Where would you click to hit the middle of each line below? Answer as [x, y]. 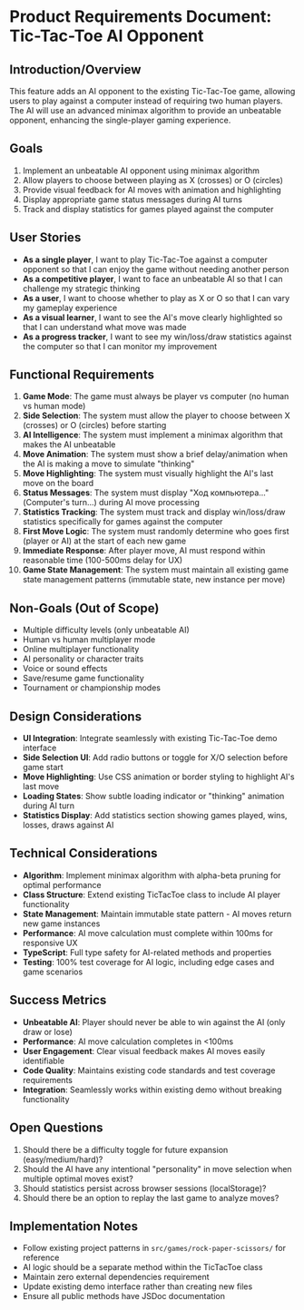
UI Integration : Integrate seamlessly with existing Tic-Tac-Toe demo [150, 738]
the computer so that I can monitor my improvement [120, 346]
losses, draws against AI [68, 825]
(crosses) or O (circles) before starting [94, 425]
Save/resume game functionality [83, 679]
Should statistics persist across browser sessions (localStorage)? [144, 1188]
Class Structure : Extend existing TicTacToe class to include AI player [152, 895]
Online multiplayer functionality [81, 650]
